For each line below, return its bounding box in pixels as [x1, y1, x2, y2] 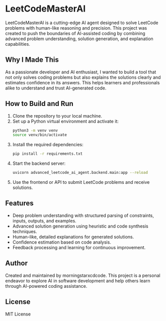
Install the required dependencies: [12, 142, 84, 148]
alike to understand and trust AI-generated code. [5, 85, 107, 91]
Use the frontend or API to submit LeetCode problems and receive [12, 179, 150, 185]
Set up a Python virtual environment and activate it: [12, 118, 119, 124]
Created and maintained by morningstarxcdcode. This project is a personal [5, 272, 160, 278]
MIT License [5, 311, 31, 317]
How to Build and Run [5, 99, 74, 108]
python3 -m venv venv [12, 128, 58, 133]
